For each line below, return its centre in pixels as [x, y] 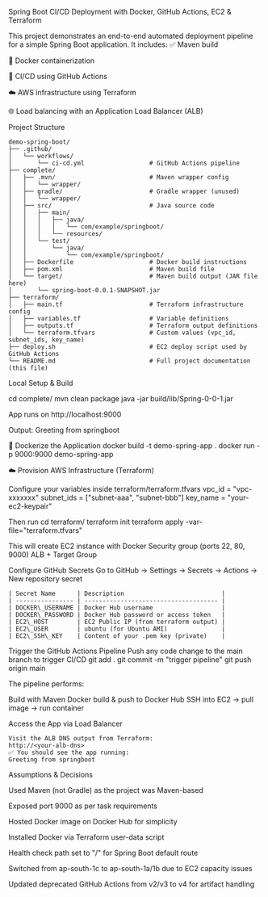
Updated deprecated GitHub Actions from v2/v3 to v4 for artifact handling [132, 884]
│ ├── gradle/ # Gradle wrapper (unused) [124, 191]
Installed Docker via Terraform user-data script [86, 837]
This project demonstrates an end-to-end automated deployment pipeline [131, 36]
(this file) [28, 368]
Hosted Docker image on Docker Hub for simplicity [93, 822]
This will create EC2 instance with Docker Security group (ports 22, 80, [127, 546]
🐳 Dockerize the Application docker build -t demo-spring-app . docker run [132, 446]
